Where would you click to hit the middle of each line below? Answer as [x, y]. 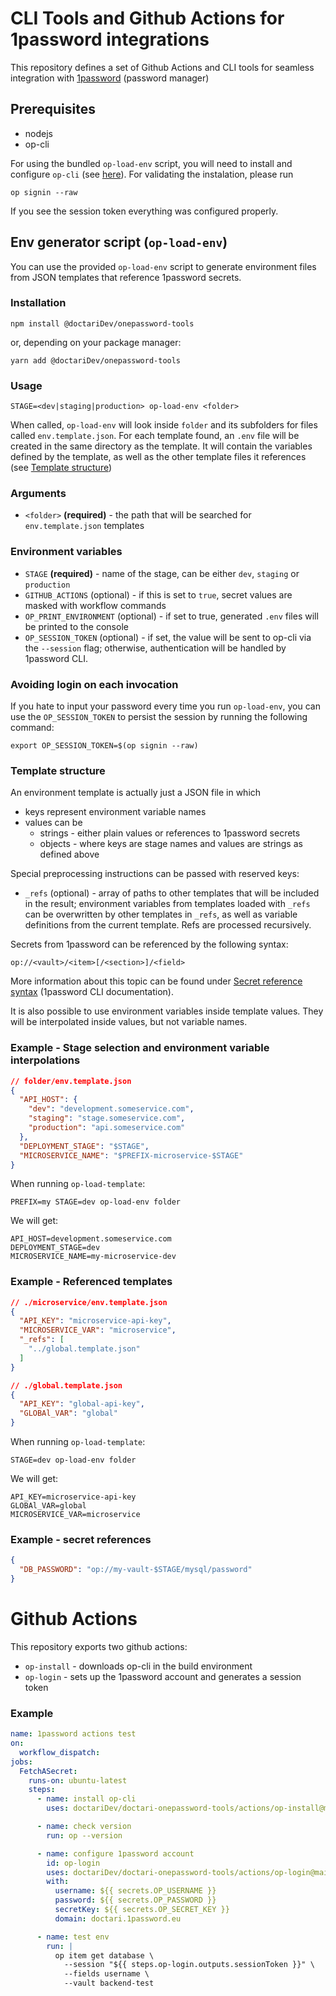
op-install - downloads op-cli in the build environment [138, 1666]
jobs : [21, 1762]
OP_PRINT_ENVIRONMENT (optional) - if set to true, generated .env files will [171, 616]
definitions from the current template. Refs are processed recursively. [168, 925]
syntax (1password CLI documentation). [92, 992]
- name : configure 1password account [115, 1853]
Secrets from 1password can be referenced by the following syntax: [149, 944]
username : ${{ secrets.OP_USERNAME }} [135, 1891]
